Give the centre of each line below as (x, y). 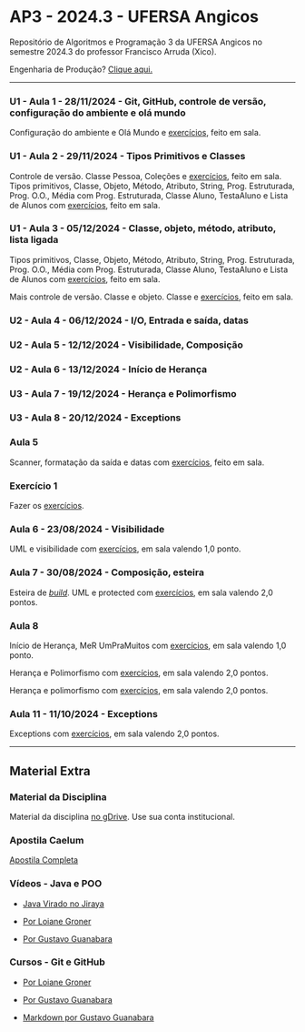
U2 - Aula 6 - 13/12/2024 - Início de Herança (108, 369)
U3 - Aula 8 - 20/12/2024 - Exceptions (95, 418)
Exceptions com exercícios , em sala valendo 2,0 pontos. (114, 734)
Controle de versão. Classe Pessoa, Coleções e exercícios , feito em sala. (146, 176)
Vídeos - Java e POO (56, 884)
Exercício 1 (34, 486)
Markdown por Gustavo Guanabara (88, 1017)
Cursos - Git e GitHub (58, 962)
